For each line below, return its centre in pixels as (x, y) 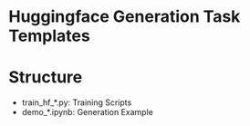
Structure (46, 78)
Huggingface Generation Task (125, 17)
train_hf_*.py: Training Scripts (77, 102)
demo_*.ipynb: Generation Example (88, 112)
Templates (49, 36)
